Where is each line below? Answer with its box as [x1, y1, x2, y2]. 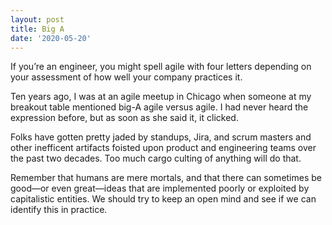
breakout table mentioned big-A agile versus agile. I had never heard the [10, 101, 309, 113]
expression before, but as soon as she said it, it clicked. [10, 112, 239, 124]
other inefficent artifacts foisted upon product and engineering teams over [10, 142, 317, 154]
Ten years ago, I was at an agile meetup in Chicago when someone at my [10, 91, 312, 103]
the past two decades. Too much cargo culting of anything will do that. [10, 152, 302, 165]
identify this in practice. [10, 204, 108, 216]
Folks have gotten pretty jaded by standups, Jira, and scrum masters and [10, 131, 312, 143]
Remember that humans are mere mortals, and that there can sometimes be [10, 172, 322, 184]
